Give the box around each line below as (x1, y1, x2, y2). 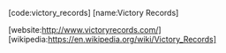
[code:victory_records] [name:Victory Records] (8, 8, 179, 18)
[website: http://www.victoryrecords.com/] (8, 25, 162, 34)
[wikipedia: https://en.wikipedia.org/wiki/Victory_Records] (8, 34, 217, 44)
